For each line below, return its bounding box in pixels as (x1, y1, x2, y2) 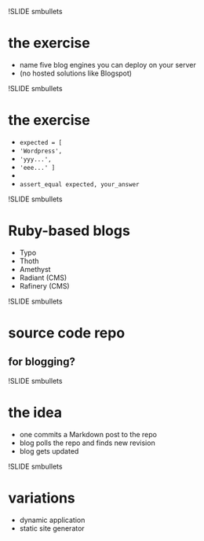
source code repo (8, 324, 126, 341)
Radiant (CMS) (19, 273, 67, 282)
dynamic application (19, 515, 86, 524)
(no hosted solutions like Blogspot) (19, 68, 132, 78)
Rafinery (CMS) (19, 281, 70, 290)
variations (8, 489, 76, 506)
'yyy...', (19, 155, 53, 164)
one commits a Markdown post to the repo (19, 429, 157, 439)
